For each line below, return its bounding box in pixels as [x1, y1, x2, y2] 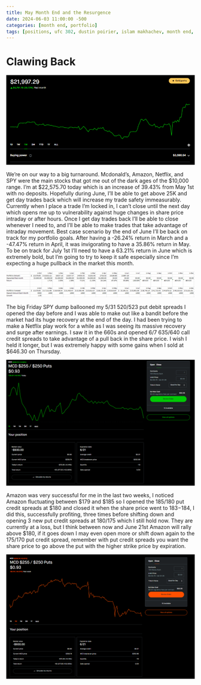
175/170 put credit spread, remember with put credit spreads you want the [6, 536, 188, 543]
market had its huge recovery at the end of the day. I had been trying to [6, 316, 182, 323]
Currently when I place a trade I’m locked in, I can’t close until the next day [6, 202, 190, 209]
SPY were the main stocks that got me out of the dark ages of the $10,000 [6, 177, 189, 184]
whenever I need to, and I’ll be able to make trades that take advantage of [6, 221, 188, 228]
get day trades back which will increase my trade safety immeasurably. [6, 196, 181, 203]
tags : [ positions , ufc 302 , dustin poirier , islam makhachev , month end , [6, 29, 194, 35]
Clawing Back [6, 55, 76, 69]
